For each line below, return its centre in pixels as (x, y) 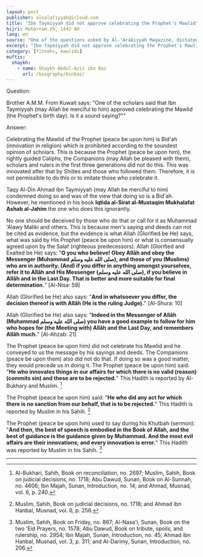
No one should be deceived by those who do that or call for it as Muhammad (101, 221)
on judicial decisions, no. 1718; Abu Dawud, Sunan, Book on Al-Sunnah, (104, 479)
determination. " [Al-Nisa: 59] (43, 285)
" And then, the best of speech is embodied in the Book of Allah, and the (98, 429)
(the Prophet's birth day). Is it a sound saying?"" (66, 116)
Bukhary (17, 385)
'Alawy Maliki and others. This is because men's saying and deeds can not (99, 227)
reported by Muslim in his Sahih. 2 (48, 411)
